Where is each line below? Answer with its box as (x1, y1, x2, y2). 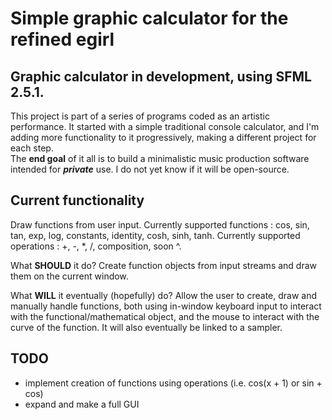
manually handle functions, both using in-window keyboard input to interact (10, 300, 322, 312)
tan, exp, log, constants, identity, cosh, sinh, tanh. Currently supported (10, 229, 301, 241)
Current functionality (10, 192, 145, 209)
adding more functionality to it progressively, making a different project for (10, 132, 317, 143)
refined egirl (10, 28, 115, 51)
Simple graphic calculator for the (10, 7, 289, 30)
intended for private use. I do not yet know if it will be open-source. (10, 163, 290, 175)
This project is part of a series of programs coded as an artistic (10, 110, 270, 122)
